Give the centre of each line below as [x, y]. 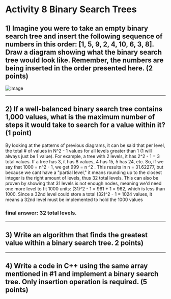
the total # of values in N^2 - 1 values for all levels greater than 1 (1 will [79, 151]
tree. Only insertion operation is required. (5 [76, 282]
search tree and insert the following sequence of [84, 36]
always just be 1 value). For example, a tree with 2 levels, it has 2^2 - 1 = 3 [83, 156]
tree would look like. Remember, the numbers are [84, 60]
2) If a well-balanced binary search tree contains [84, 109]
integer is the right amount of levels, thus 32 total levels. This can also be [82, 178]
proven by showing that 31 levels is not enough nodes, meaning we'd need [83, 183]
